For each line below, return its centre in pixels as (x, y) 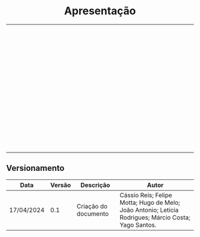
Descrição (95, 185)
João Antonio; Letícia (149, 210)
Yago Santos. (138, 224)
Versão (61, 185)
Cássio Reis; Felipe (146, 195)
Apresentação (100, 11)
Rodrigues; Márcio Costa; (155, 217)
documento (93, 214)
